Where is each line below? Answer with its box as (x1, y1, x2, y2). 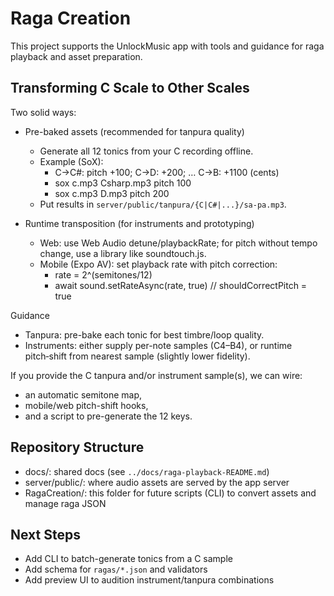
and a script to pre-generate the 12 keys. (24, 410, 193, 422)
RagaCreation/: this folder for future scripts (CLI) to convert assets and (24, 487, 317, 499)
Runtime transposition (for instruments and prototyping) (24, 217, 255, 229)
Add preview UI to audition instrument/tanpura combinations (24, 574, 275, 586)
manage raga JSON (24, 497, 107, 509)
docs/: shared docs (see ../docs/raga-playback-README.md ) (24, 465, 270, 477)
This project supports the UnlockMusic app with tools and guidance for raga (10, 40, 325, 52)
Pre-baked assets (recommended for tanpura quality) (24, 125, 245, 137)
